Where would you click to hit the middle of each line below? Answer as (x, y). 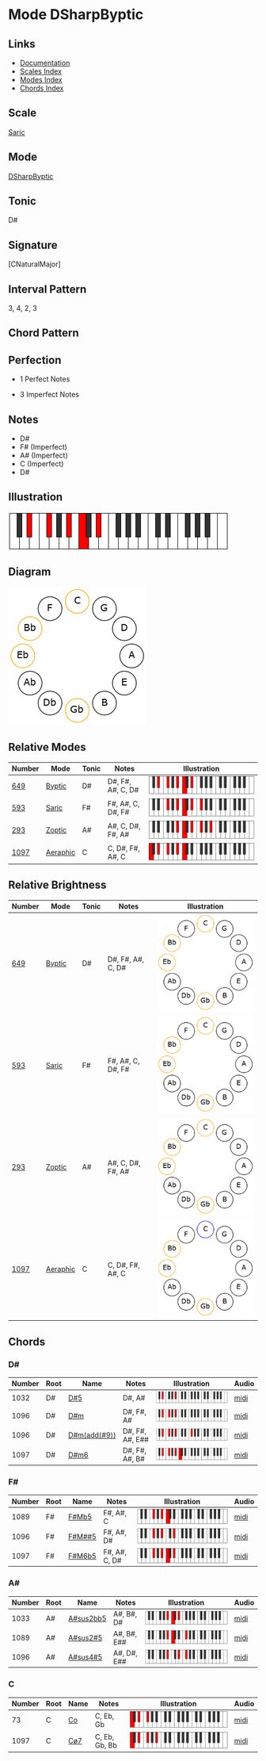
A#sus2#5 (85, 1638)
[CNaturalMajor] (34, 264)
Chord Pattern (44, 333)
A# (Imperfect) (44, 456)
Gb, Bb (106, 1745)
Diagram (30, 572)
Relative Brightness (57, 885)
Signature (33, 245)
